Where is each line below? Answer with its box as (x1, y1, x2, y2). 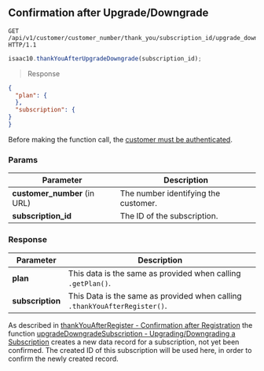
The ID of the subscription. (119, 211, 218, 222)
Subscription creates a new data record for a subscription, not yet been (8, 337, 240, 347)
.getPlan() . (68, 277, 112, 288)
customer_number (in (12, 188, 95, 199)
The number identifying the (119, 188, 221, 199)
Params (8, 154, 38, 165)
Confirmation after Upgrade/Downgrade (8, 6, 209, 20)
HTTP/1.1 (8, 41, 37, 49)
